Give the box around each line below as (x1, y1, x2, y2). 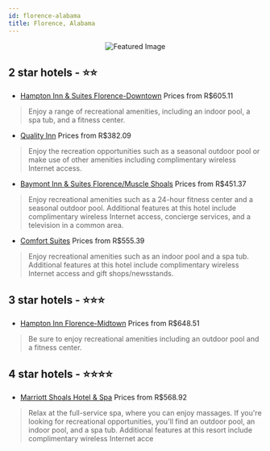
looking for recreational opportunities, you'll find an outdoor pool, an (27, 416, 255, 426)
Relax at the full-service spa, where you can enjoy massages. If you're (27, 408, 262, 417)
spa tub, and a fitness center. (27, 115, 126, 125)
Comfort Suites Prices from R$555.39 (19, 236, 145, 246)
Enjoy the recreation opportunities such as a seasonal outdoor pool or (27, 147, 260, 156)
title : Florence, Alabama (8, 19, 95, 27)
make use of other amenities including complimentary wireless (27, 155, 236, 165)
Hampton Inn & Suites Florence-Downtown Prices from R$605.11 (19, 91, 234, 101)
